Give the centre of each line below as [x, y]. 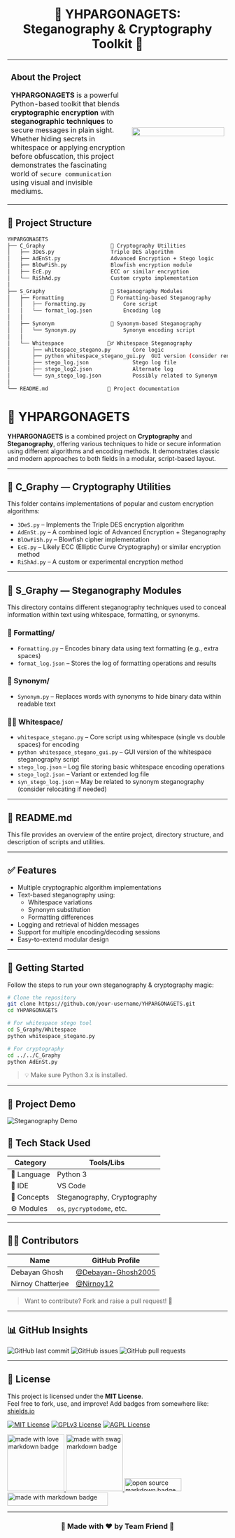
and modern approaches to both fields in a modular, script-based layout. [112, 458]
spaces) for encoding [48, 745]
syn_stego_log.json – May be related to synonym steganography [111, 782]
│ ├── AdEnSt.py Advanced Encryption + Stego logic [111, 259]
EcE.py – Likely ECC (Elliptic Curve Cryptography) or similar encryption [119, 547]
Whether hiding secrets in [53, 138]
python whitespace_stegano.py [51, 1036]
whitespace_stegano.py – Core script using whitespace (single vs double [121, 737]
